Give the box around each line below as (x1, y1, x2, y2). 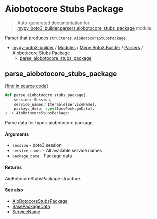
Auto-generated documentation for (17, 20, 90, 26)
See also (5, 187, 23, 193)
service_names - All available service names (12, 148, 102, 154)
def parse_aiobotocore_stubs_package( (5, 92, 86, 98)
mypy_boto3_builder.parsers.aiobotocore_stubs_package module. (17, 25, 153, 31)
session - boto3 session (12, 142, 62, 148)
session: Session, (14, 97, 52, 102)
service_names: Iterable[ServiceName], (14, 102, 97, 107)
